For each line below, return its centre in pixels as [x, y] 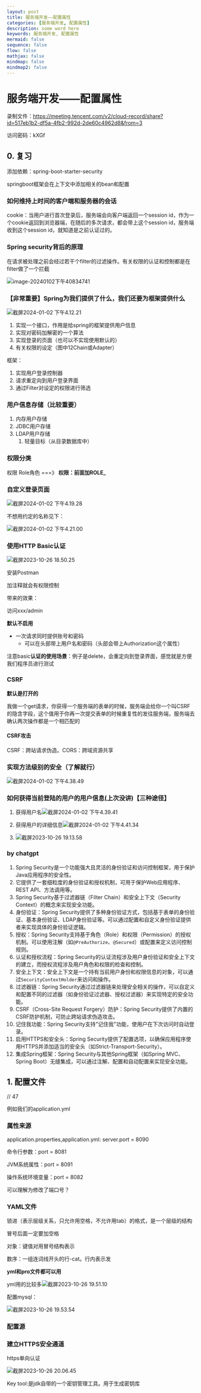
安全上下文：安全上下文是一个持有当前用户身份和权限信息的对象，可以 [102, 971]
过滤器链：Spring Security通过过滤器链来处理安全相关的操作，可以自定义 [105, 986]
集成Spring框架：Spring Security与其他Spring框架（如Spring [90, 1054]
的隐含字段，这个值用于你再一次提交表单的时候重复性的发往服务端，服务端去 [101, 714]
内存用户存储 [31, 419]
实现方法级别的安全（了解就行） [53, 767]
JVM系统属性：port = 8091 [40, 1164]
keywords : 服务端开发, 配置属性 [43, 34]
